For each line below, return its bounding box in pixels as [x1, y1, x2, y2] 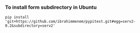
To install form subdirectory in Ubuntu [5, 4, 97, 11]
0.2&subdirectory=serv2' [5, 23, 55, 28]
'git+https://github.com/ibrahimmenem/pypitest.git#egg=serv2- [5, 19, 136, 24]
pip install [5, 15, 29, 20]
